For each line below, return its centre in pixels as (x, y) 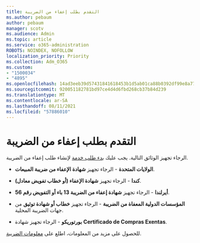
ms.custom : (20, 67)
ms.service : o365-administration (48, 45)
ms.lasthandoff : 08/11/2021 (41, 106)
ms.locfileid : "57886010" (38, 112)
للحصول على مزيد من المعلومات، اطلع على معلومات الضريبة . (74, 233)
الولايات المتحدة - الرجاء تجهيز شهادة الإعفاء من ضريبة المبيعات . (85, 169)
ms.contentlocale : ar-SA (37, 100)
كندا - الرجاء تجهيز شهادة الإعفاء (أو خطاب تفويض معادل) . (78, 181)
